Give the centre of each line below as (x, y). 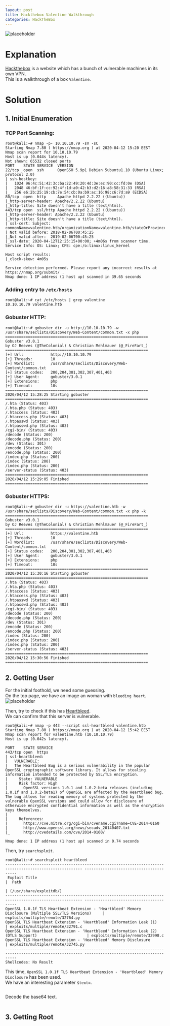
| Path (13, 882)
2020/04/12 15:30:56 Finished (37, 658)
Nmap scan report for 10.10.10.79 (42, 152)
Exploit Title (22, 878)
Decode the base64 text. (31, 997)
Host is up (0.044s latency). (37, 157)
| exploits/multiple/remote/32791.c (44, 926)
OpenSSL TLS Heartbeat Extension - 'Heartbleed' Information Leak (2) (81, 931)
